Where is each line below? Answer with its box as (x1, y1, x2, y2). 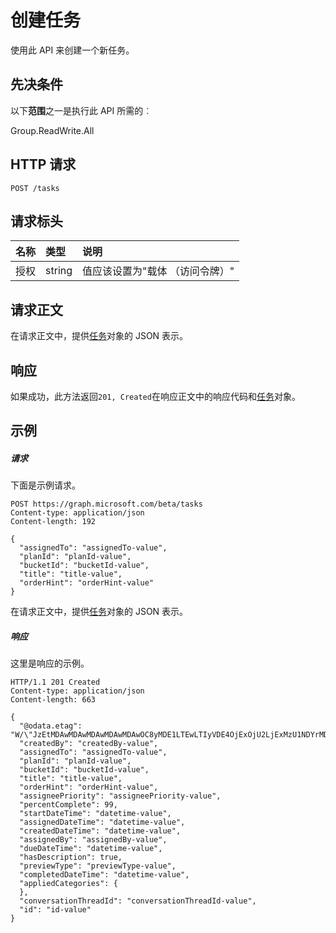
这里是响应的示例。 (10, 657, 90, 670)
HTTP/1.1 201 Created (10, 677, 101, 688)
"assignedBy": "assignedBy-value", (19, 835, 168, 845)
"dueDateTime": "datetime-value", (19, 844, 163, 854)
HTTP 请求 (10, 156, 77, 173)
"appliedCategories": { (19, 879, 118, 889)
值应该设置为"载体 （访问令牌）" (82, 264, 235, 278)
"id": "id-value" (19, 905, 92, 915)
